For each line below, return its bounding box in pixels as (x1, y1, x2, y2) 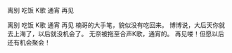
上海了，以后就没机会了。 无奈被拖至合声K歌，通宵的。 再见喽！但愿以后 (13, 30, 225, 38)
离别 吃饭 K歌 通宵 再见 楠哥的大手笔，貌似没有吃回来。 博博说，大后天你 (7, 21, 219, 29)
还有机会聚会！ (7, 38, 51, 47)
